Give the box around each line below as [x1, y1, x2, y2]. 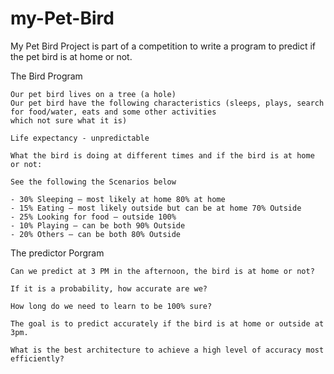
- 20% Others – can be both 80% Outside [10, 229, 182, 239]
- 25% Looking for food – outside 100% [10, 212, 177, 222]
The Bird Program [10, 70, 83, 82]
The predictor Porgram [10, 247, 105, 259]
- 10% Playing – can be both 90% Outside [10, 220, 186, 231]
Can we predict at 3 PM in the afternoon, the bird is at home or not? [10, 266, 315, 276]
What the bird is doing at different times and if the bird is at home [10, 150, 315, 161]
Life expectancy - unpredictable [10, 133, 150, 143]
